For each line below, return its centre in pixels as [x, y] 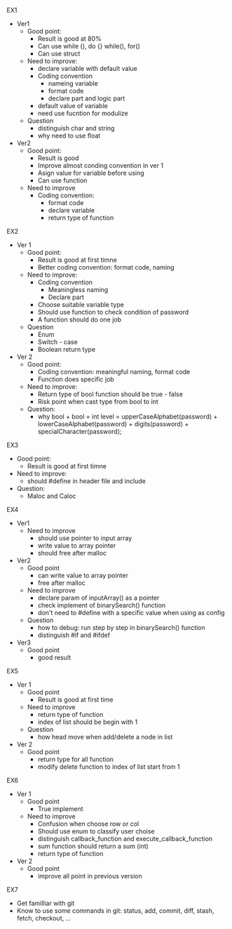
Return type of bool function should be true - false [110, 394]
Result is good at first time [75, 699]
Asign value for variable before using [91, 173]
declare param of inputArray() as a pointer [98, 598]
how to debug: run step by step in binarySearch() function [122, 627]
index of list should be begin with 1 [88, 722]
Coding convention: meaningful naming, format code [114, 372]
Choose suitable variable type [81, 304]
